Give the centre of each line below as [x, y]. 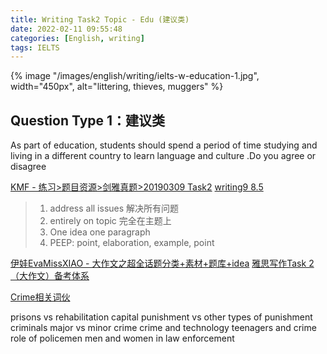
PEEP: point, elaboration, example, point [132, 243]
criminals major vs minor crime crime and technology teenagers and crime [163, 328]
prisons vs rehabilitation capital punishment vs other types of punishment [161, 317]
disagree [28, 167]
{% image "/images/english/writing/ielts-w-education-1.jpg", [135, 76]
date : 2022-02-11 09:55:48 [66, 29]
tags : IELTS [35, 47]
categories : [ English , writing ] [77, 38]
